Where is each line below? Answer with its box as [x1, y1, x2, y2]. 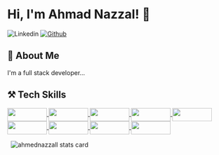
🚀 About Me [7, 50, 60, 62]
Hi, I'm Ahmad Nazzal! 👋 [7, 6, 151, 22]
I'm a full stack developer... [7, 68, 86, 76]
